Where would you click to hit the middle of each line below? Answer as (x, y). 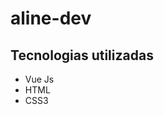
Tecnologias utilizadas (82, 55)
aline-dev (51, 18)
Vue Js (39, 79)
